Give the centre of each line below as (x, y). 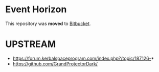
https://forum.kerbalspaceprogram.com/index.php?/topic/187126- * (83, 58)
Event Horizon (36, 9)
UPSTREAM (31, 44)
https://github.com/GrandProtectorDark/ (55, 64)
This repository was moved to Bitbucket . (48, 23)
